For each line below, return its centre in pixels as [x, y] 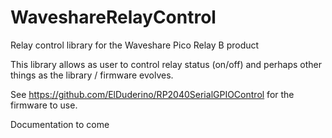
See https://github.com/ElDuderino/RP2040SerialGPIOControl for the [152, 94]
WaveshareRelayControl [113, 17]
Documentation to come [60, 124]
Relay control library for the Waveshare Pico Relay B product [135, 45]
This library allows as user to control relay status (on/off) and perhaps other [166, 64]
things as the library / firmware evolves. [92, 75]
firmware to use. [44, 105]
